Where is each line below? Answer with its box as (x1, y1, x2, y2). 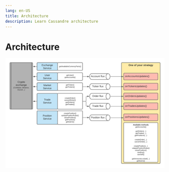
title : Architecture (5, 13, 49, 19)
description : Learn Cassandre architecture (5, 19, 99, 24)
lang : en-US (5, 8, 30, 13)
